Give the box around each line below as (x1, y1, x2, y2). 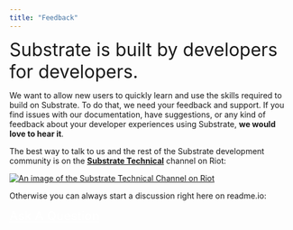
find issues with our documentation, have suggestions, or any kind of (9, 109, 266, 120)
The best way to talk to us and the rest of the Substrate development (9, 145, 265, 156)
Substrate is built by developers (9, 38, 278, 61)
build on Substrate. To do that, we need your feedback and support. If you (9, 99, 285, 110)
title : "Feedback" (9, 13, 78, 23)
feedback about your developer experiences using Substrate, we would (9, 118, 277, 129)
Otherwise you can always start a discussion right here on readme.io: (9, 190, 267, 201)
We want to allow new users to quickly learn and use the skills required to (9, 89, 282, 100)
